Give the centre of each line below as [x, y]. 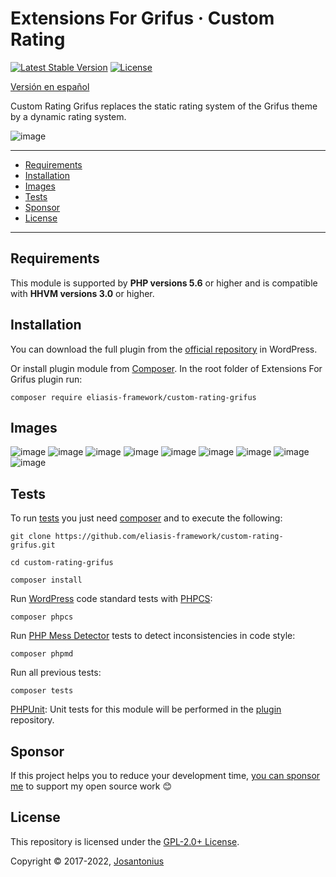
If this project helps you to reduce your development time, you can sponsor [165, 775]
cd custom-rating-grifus [62, 563]
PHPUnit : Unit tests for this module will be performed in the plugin [146, 709]
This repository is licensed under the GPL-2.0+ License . [125, 841]
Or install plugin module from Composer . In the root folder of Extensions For [166, 368]
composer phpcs [42, 617]
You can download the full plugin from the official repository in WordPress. [164, 349]
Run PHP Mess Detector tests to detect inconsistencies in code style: [153, 636]
